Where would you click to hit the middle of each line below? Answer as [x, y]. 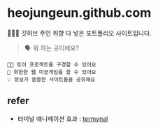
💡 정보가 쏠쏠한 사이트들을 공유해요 [51, 79]
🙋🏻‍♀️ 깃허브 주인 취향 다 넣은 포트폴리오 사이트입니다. [79, 33]
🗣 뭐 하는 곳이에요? [52, 48]
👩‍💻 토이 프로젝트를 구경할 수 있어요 [52, 64]
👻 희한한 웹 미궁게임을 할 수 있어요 [52, 72]
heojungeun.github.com [79, 13]
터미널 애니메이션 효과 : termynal [63, 118]
